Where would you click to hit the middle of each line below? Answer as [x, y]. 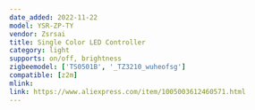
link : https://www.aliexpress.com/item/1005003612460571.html [127, 91]
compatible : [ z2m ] [43, 75]
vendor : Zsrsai [38, 34]
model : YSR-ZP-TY [42, 26]
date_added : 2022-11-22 [54, 17]
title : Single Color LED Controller [77, 42]
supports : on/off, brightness [66, 59]
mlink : [21, 83]
